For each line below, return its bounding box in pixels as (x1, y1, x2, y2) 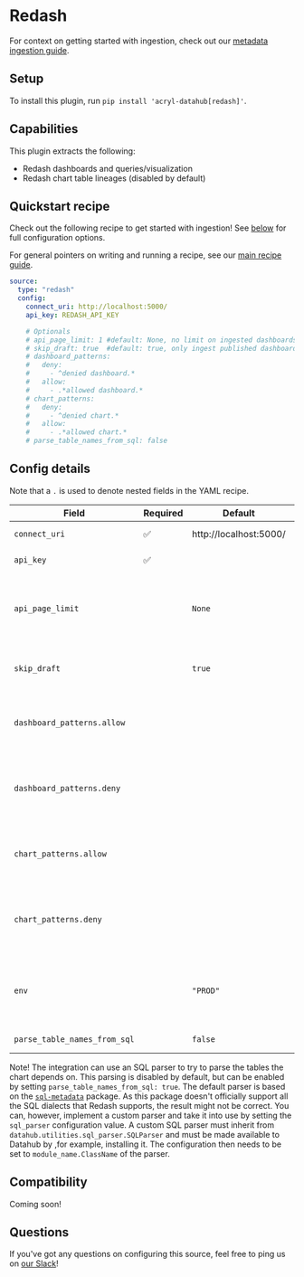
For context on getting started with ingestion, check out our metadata (9, 35, 269, 46)
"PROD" (191, 985, 220, 996)
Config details (9, 461, 90, 477)
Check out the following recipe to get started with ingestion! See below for (9, 222, 287, 233)
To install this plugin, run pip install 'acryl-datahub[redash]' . (9, 95, 247, 106)
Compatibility (9, 1175, 88, 1190)
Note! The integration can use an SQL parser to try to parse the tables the (9, 1062, 284, 1073)
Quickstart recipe (9, 198, 110, 213)
